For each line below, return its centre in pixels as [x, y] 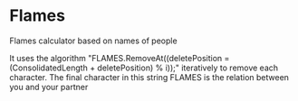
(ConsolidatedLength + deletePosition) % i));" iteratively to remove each [144, 68]
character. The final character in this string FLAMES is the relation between [149, 77]
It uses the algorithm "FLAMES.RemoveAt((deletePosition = [120, 58]
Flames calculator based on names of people [94, 41]
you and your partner [49, 87]
